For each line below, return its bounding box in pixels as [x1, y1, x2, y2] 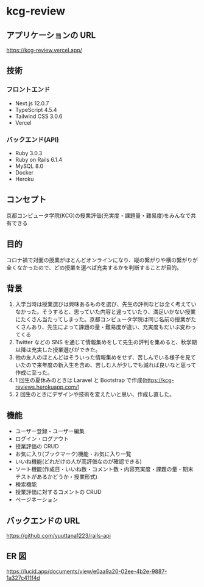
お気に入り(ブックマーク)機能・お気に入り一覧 [15, 450, 132, 457]
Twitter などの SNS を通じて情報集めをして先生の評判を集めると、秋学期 [15, 339, 197, 346]
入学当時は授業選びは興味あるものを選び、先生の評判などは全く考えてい [15, 300, 197, 308]
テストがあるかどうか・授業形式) [15, 473, 97, 481]
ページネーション [15, 496, 58, 503]
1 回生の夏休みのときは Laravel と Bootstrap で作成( [15, 377, 145, 384]
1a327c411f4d [6, 574, 41, 582]
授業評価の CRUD [15, 443, 59, 450]
